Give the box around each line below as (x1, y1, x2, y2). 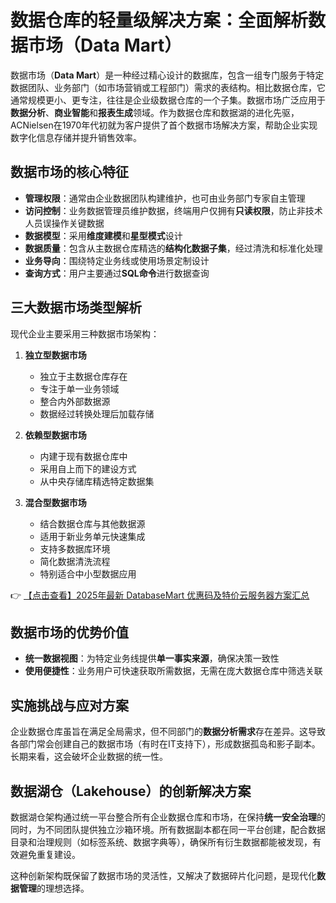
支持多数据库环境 (39, 542, 111, 555)
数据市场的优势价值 (10, 624, 129, 641)
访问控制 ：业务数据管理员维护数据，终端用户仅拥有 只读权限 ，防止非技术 (24, 204, 323, 216)
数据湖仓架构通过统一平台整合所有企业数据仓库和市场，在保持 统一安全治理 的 (10, 811, 326, 823)
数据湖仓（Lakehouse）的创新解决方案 (10, 782, 252, 800)
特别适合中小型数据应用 (39, 567, 137, 580)
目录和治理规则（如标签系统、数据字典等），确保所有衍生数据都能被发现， (10, 836, 313, 848)
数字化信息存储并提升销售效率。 (10, 131, 142, 143)
